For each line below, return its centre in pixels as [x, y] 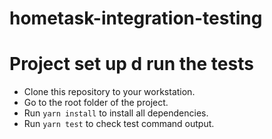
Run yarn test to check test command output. [119, 124]
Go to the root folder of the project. [96, 103]
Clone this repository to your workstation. [109, 92]
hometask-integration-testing [136, 18]
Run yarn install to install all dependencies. [116, 113]
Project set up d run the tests [131, 64]
